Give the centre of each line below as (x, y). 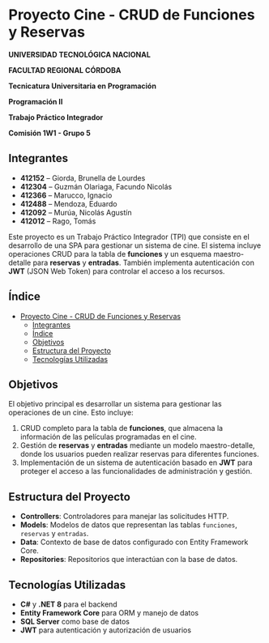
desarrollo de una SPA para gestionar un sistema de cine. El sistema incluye (135, 245)
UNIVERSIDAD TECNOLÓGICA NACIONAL (80, 54)
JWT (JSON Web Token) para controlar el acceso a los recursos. (117, 271)
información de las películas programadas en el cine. (108, 437)
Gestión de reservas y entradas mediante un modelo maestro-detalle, (137, 445)
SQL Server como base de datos (75, 622)
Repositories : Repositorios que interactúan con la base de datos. (129, 560)
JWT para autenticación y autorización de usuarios (106, 630)
